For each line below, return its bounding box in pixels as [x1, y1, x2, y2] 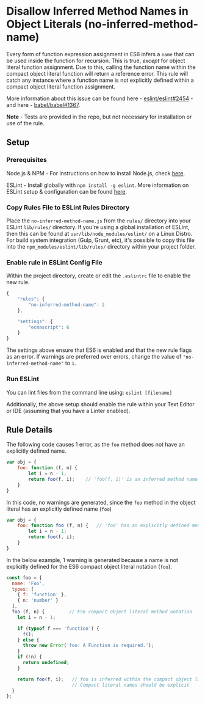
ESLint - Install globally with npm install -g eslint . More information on [6, 181, 189, 189]
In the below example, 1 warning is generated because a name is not [6, 556, 179, 563]
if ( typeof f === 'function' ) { [17, 625, 99, 632]
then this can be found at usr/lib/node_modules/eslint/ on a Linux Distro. [6, 230, 193, 237]
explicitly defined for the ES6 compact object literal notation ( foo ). [6, 563, 172, 570]
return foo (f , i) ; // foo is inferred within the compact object [17, 676, 192, 682]
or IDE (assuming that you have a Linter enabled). [6, 407, 131, 414]
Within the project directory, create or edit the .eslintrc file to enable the [6, 272, 191, 279]
